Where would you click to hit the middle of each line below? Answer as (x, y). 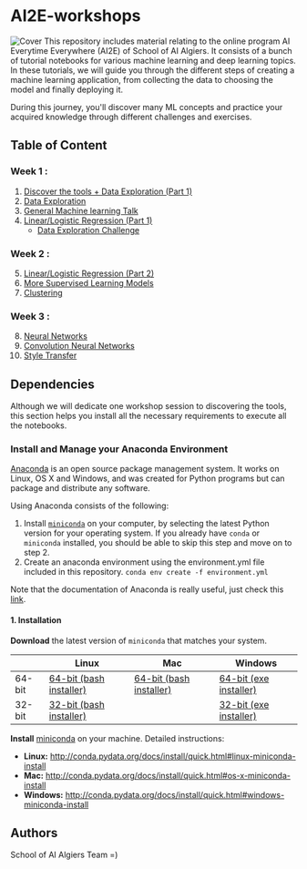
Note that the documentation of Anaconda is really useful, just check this (147, 589)
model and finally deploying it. (67, 89)
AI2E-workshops (76, 16)
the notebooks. (39, 425)
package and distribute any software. (81, 488)
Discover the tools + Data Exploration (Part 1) (108, 191)
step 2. (36, 553)
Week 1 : (29, 171)
